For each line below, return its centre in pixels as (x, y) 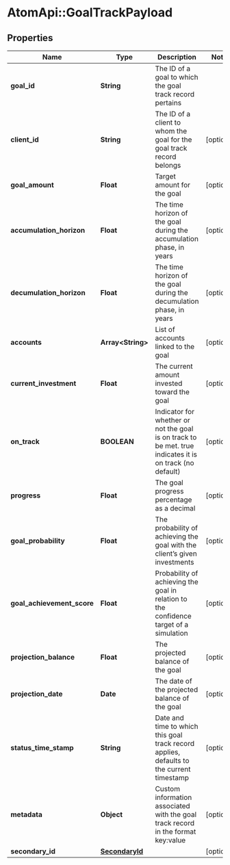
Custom (167, 789)
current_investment (43, 383)
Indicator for (175, 412)
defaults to (172, 761)
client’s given (176, 554)
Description (177, 57)
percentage (174, 500)
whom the (171, 131)
